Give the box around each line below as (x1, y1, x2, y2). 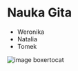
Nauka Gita (7, 5, 72, 21)
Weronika (17, 28, 45, 36)
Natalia (17, 34, 38, 43)
